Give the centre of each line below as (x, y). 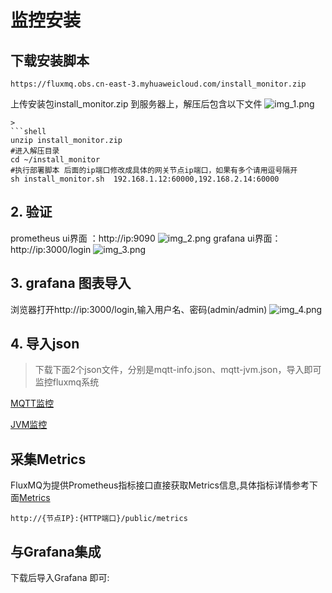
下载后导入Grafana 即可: (60, 578)
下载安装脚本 (50, 60)
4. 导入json (45, 344)
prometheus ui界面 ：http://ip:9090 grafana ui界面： (146, 238)
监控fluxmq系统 (67, 382)
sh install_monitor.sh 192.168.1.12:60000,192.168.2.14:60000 (145, 179)
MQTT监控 (32, 403)
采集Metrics (48, 459)
